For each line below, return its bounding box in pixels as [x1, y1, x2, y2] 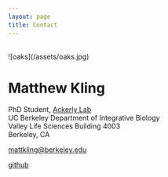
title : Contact [8, 20, 58, 29]
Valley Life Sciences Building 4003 [8, 121, 121, 131]
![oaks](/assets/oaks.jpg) [8, 52, 89, 61]
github [8, 161, 29, 170]
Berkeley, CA [8, 130, 50, 139]
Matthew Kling [8, 79, 106, 97]
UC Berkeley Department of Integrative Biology [8, 114, 160, 123]
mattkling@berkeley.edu [8, 145, 87, 154]
